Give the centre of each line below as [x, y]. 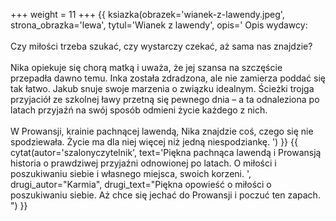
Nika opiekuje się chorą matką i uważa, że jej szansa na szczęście [146, 67]
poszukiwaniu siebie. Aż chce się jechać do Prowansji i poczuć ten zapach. [165, 195]
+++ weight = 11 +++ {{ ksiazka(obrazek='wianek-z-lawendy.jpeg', [147, 14]
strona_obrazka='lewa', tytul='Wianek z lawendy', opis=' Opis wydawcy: [159, 25]
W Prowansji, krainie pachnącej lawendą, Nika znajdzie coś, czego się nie [162, 131]
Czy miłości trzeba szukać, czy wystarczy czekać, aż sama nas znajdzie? [161, 46]
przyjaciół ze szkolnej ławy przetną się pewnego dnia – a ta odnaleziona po [165, 99]
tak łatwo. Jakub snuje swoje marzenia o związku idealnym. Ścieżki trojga [162, 88]
